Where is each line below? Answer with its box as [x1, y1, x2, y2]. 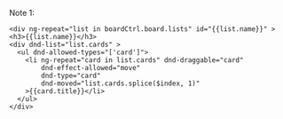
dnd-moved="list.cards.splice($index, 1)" [41, 79, 200, 88]
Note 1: [9, 8, 35, 18]
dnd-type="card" [41, 71, 101, 80]
